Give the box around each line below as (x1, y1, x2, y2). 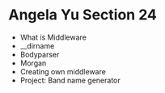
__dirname (19, 40, 55, 50)
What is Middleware (19, 32, 87, 42)
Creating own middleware (19, 66, 107, 76)
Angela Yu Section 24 (8, 6, 158, 24)
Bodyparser (19, 49, 60, 59)
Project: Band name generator (19, 75, 121, 85)
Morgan (19, 58, 47, 68)
